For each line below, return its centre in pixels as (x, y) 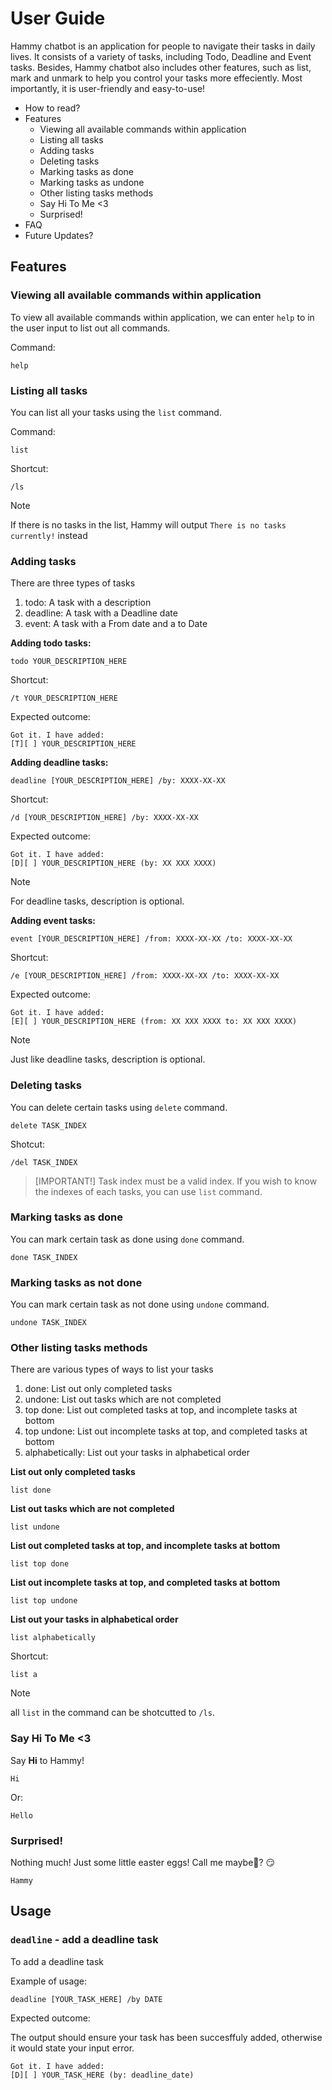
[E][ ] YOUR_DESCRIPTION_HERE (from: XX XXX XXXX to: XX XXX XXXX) (154, 1022)
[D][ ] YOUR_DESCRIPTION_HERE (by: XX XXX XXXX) (113, 863)
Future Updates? (59, 235)
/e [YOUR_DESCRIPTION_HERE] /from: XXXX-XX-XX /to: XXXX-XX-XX (145, 976)
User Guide (58, 18)
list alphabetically (53, 1638)
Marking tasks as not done (76, 1282)
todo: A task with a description (88, 603)
